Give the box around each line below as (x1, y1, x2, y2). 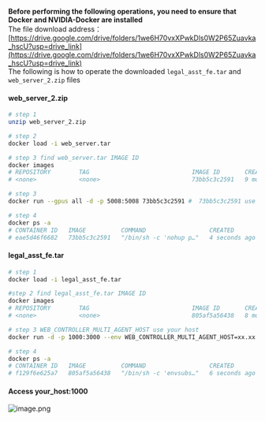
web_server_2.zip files (8, 75, 80, 84)
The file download (8, 24, 67, 34)
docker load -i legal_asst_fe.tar (8, 275, 122, 283)
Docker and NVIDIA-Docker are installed (8, 15, 144, 24)
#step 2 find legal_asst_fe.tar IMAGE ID (8, 289, 147, 298)
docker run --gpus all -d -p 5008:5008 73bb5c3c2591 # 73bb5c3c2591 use (8, 197, 256, 206)
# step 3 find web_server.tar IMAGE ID (8, 154, 140, 162)
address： (68, 24, 103, 34)
